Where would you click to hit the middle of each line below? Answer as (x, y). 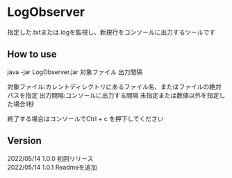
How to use (32, 54)
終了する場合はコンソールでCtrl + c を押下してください (85, 118)
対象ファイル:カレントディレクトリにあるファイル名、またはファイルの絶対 (115, 87)
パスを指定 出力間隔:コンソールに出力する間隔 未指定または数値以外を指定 (113, 95)
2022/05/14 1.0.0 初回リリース (50, 158)
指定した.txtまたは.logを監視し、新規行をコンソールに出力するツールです (111, 32)
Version (24, 141)
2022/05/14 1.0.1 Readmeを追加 (52, 167)
